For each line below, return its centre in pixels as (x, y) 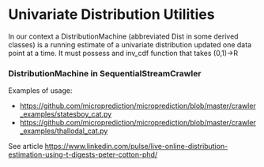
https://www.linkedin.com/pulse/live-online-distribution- (136, 147)
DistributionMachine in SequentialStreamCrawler (105, 73)
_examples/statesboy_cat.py (66, 114)
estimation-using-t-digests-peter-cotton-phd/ (83, 154)
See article (26, 147)
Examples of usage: (40, 91)
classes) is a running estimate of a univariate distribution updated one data (130, 44)
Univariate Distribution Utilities (111, 15)
